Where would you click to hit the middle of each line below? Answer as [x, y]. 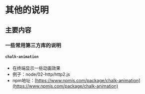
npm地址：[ [24, 80]
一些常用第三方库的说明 [33, 45]
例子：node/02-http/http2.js [41, 74]
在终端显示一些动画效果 [36, 68]
